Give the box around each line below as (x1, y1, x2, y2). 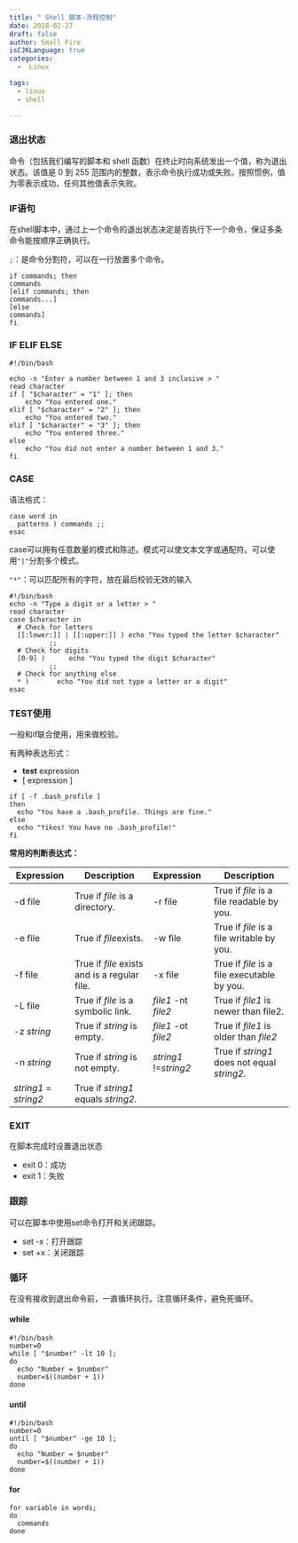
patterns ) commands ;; (17, 519, 105, 528)
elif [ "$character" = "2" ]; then (9, 406, 141, 415)
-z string (13, 1025, 51, 1037)
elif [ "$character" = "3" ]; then (9, 421, 141, 431)
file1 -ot (153, 1019, 188, 1032)
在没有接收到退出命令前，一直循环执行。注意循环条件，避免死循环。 (9, 1293, 258, 1303)
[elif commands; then (9, 288, 90, 297)
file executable (214, 969, 276, 981)
